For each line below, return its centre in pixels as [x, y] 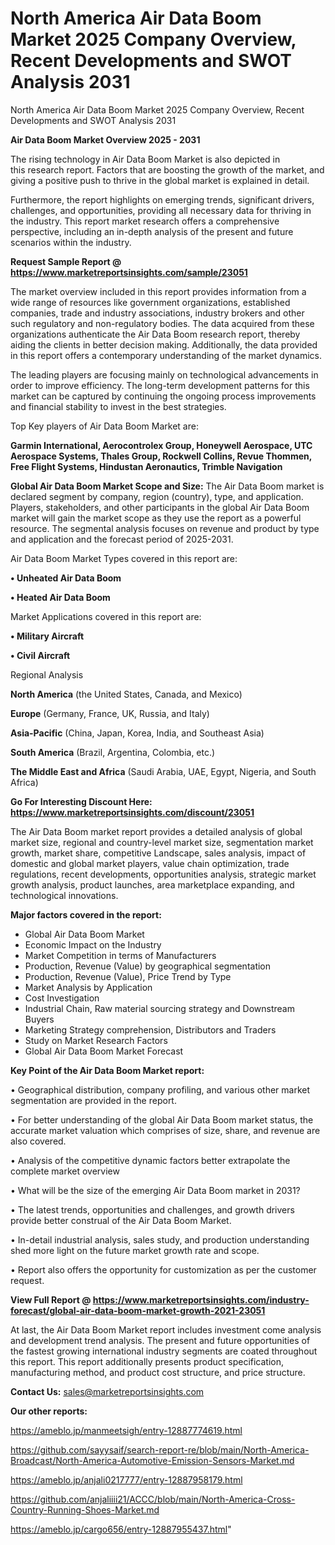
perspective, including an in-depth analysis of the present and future [152, 231]
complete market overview [65, 1171]
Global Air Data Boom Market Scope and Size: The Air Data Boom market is [167, 486]
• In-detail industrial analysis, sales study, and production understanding [160, 1239]
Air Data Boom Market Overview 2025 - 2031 [105, 139]
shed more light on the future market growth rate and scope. [135, 1250]
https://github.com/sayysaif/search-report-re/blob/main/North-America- [160, 1449]
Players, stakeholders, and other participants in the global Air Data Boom [160, 507]
